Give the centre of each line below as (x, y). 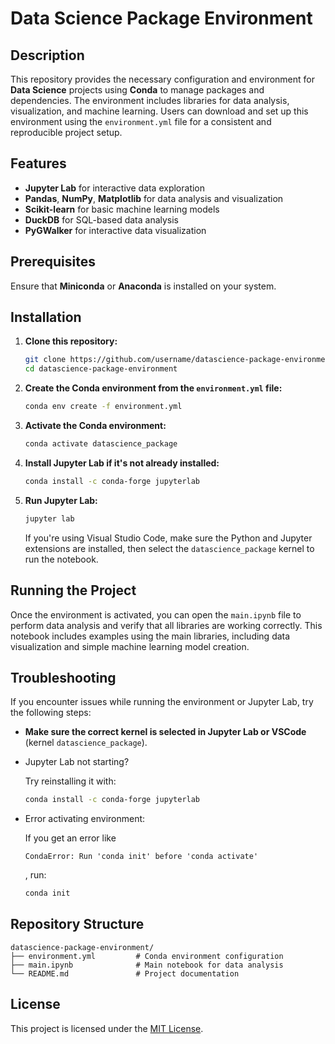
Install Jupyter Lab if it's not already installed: (122, 463)
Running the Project (73, 590)
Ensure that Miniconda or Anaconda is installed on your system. (143, 286)
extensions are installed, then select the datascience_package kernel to (169, 548)
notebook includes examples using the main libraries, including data (150, 636)
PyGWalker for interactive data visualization (115, 230)
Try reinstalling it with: (70, 781)
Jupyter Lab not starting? (77, 762)
